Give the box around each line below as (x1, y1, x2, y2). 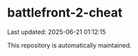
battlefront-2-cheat (7, 5, 123, 21)
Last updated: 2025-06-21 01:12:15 (7, 28, 106, 36)
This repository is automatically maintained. (7, 41, 132, 49)
